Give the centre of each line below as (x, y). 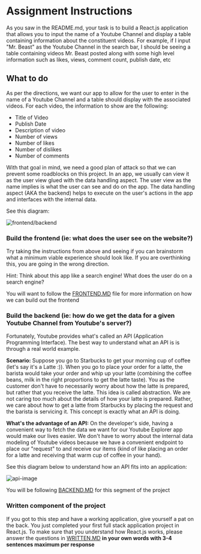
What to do (27, 78)
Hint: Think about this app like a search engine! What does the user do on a (99, 276)
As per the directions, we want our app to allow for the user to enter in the (97, 93)
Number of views (36, 136)
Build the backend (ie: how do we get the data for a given (91, 315)
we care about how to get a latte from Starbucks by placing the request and (100, 405)
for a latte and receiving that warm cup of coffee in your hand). (84, 455)
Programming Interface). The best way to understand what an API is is (93, 342)
